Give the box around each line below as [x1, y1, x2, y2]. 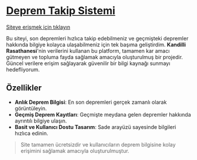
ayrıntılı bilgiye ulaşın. [14, 117, 67, 124]
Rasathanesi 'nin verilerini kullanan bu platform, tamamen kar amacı [6, 47, 170, 54]
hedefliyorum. [6, 66, 40, 73]
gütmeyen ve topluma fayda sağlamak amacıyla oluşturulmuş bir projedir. [6, 53, 183, 60]
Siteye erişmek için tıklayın [6, 23, 71, 30]
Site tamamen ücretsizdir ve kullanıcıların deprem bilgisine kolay [20, 141, 176, 148]
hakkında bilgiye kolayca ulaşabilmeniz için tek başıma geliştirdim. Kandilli [6, 41, 186, 48]
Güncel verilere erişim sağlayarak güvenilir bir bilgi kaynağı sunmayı [6, 60, 171, 67]
